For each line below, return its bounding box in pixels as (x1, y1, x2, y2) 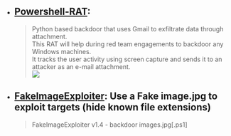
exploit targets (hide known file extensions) (14, 101, 211, 113)
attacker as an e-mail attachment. (31, 62, 131, 70)
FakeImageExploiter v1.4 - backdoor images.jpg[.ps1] (31, 120, 188, 129)
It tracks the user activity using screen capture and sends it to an (31, 55, 222, 63)
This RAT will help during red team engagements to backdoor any (31, 39, 224, 48)
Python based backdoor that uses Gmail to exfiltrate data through (31, 24, 224, 33)
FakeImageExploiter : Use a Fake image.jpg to (14, 90, 218, 103)
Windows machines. (31, 47, 92, 56)
